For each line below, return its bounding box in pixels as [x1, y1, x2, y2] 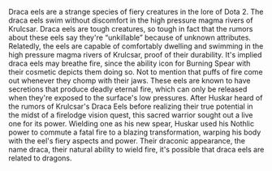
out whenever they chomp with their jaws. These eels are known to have [8, 76, 251, 85]
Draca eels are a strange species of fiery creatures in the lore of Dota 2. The [8, 7, 264, 16]
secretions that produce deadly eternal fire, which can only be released [8, 84, 248, 94]
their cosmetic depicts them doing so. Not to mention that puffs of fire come [8, 67, 263, 76]
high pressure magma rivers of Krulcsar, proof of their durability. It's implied [8, 50, 262, 59]
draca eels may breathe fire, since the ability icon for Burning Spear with [8, 58, 251, 68]
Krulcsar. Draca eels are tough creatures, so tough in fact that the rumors [8, 24, 253, 33]
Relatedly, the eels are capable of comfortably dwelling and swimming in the [8, 41, 264, 51]
